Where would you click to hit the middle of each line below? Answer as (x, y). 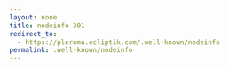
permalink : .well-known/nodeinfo (71, 50)
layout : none (33, 17)
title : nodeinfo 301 (47, 26)
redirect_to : (33, 34)
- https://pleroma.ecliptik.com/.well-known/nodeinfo (118, 42)
